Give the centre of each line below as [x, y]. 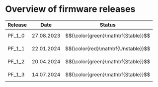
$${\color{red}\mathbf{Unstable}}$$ [108, 48]
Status [108, 25]
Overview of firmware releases [70, 9]
